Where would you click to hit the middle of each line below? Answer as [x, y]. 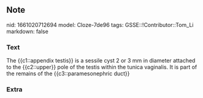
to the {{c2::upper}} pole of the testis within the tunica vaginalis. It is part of [102, 67]
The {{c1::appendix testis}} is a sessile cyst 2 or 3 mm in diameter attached [101, 61]
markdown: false [28, 31]
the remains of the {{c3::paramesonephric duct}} [68, 73]
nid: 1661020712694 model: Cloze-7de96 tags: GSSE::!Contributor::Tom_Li [100, 24]
